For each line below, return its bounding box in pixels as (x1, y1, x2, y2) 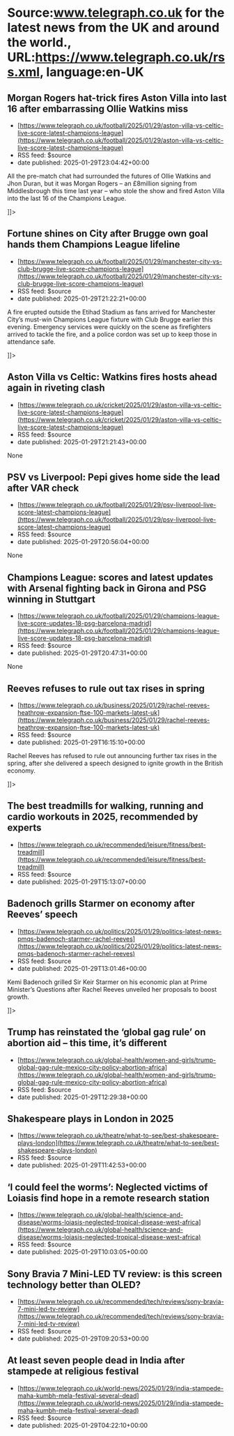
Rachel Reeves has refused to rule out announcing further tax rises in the (7, 752, 217, 760)
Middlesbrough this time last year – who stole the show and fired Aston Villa (7, 187, 225, 195)
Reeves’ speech (7, 909, 78, 921)
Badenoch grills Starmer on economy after (7, 898, 195, 909)
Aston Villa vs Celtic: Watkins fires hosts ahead (7, 371, 217, 383)
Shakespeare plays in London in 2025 (7, 1112, 174, 1124)
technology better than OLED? (7, 1278, 141, 1291)
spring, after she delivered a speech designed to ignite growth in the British (7, 759, 224, 768)
